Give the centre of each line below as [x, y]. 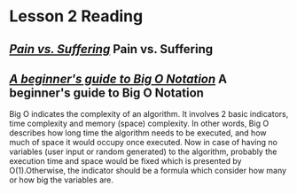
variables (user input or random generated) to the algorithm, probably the [143, 151]
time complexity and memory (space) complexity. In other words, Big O [139, 124]
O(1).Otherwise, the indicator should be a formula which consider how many [148, 171]
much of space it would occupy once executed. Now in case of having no [143, 143]
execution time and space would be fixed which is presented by [125, 161]
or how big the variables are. [61, 180]
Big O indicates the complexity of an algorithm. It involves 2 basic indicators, [149, 114]
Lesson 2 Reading [76, 16]
